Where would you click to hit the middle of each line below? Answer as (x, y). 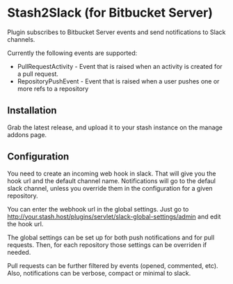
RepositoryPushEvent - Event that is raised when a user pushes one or (118, 81)
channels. (21, 39)
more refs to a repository (53, 88)
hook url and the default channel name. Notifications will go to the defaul (111, 181)
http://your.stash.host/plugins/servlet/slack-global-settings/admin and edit (114, 216)
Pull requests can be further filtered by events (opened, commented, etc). (113, 265)
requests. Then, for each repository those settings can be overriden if (107, 244)
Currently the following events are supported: (72, 53)
